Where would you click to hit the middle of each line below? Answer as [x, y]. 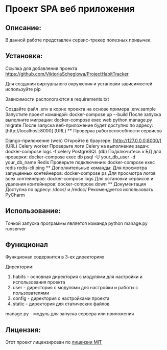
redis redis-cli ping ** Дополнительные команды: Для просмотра [76, 168]
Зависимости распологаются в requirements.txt [57, 99]
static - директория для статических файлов [61, 304]
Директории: [19, 267]
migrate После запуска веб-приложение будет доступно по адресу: [79, 125]
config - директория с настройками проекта [61, 298]
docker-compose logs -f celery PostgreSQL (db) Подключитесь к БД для [83, 151]
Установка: [24, 56]
